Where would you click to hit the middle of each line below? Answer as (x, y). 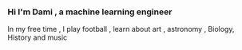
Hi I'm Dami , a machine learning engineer (90, 12)
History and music (38, 37)
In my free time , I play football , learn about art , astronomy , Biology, (121, 29)
